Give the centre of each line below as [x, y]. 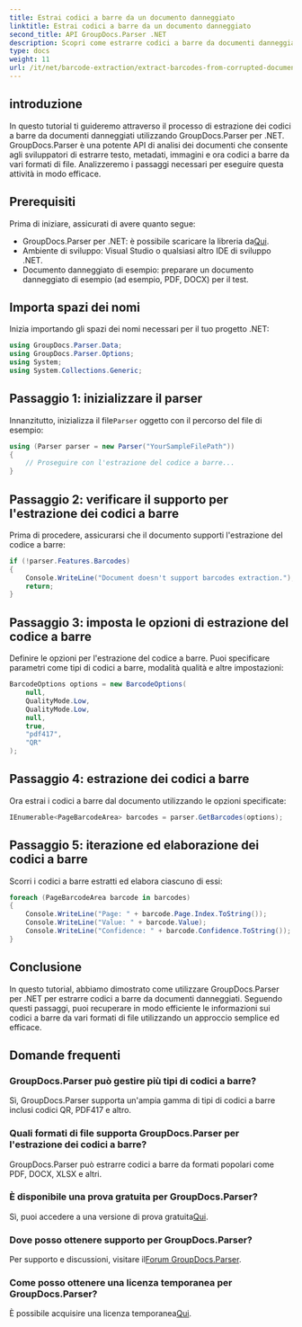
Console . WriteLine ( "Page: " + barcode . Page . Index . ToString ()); [147, 914]
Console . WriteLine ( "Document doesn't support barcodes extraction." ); [160, 578]
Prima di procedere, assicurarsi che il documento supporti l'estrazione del [146, 535]
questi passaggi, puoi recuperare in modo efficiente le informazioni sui [140, 1008]
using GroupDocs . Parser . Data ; [66, 346]
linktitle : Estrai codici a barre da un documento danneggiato [130, 26]
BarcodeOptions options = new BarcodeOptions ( [98, 684]
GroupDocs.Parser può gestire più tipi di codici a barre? [133, 1081]
